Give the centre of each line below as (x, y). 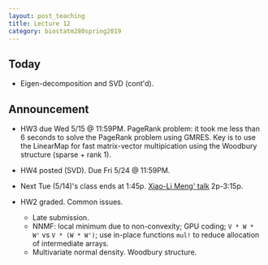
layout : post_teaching (47, 16)
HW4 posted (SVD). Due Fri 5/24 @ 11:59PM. (95, 170)
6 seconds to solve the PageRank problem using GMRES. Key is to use (138, 137)
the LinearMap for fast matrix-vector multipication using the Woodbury (138, 146)
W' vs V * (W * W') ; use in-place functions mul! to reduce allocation (146, 235)
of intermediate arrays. (71, 243)
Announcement (49, 109)
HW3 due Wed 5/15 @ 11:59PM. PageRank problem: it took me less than (140, 128)
